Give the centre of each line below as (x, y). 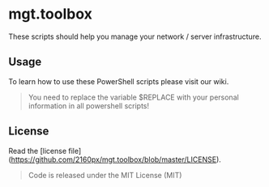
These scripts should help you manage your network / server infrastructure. (135, 36)
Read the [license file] (45, 151)
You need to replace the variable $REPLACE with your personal (133, 97)
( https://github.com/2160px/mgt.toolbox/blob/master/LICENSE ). (115, 159)
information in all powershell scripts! (89, 105)
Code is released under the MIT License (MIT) (105, 175)
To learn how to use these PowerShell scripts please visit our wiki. (119, 81)
